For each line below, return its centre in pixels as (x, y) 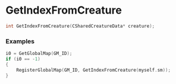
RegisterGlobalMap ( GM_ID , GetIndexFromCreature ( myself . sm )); (93, 70)
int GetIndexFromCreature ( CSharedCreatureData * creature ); (80, 26)
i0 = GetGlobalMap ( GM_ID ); (39, 54)
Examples (20, 41)
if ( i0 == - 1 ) (23, 59)
